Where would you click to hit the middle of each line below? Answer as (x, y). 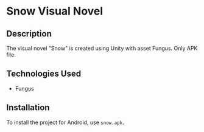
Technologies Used (44, 74)
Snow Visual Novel (55, 11)
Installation (28, 108)
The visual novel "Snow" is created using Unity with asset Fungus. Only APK (102, 48)
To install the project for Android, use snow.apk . (65, 122)
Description (29, 34)
